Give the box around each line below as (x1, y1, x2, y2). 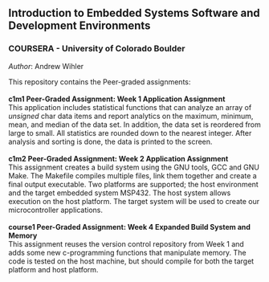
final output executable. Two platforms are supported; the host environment (8, 179, 259, 189)
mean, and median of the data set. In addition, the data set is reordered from (8, 120, 261, 129)
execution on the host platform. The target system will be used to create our (8, 196, 260, 206)
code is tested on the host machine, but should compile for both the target (8, 256, 255, 266)
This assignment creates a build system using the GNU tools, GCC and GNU (8, 162, 259, 172)
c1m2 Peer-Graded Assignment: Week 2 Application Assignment (8, 153, 229, 163)
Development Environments (8, 19, 151, 33)
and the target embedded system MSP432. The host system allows (8, 188, 231, 198)
